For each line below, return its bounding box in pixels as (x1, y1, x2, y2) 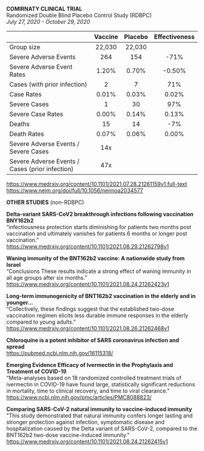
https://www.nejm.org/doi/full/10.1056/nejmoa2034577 (6, 187, 144, 194)
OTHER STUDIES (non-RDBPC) (6, 199, 84, 206)
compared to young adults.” (6, 318, 76, 325)
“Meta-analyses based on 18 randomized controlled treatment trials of (6, 374, 182, 382)
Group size (9, 43, 41, 51)
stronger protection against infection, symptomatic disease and (6, 419, 165, 425)
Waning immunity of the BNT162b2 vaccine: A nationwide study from (6, 255, 185, 261)
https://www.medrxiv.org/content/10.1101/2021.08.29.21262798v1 (6, 243, 169, 250)
